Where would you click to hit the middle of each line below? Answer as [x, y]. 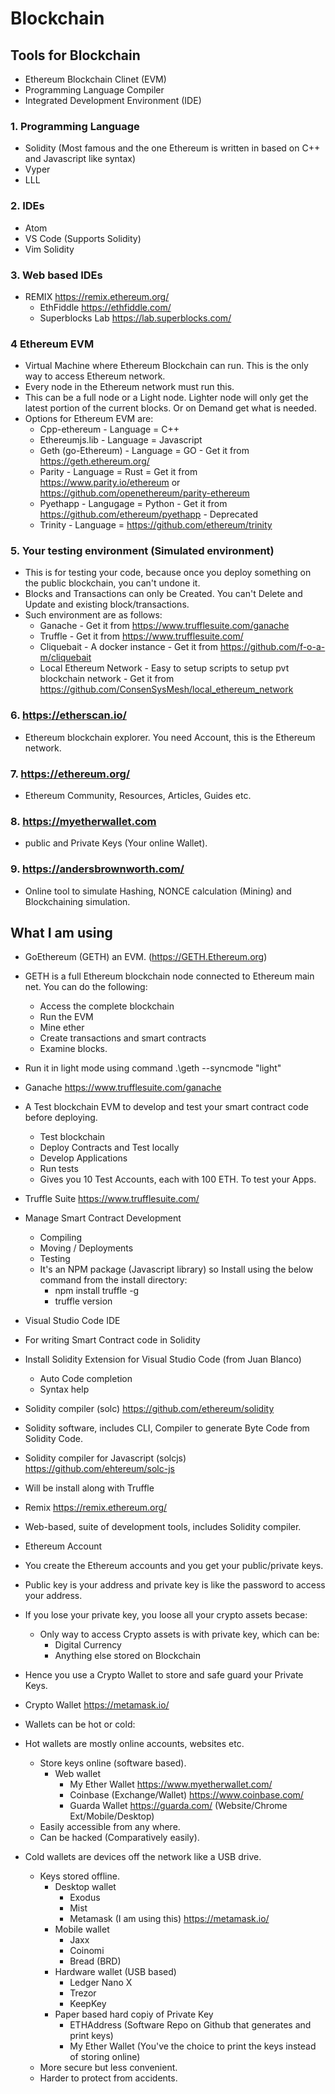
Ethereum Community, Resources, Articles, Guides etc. [138, 796]
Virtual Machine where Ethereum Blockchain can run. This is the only [166, 366]
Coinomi [87, 1951]
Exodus [85, 1898]
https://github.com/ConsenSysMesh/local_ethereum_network [166, 689]
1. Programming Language [75, 126]
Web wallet [77, 1774]
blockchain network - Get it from [107, 679]
